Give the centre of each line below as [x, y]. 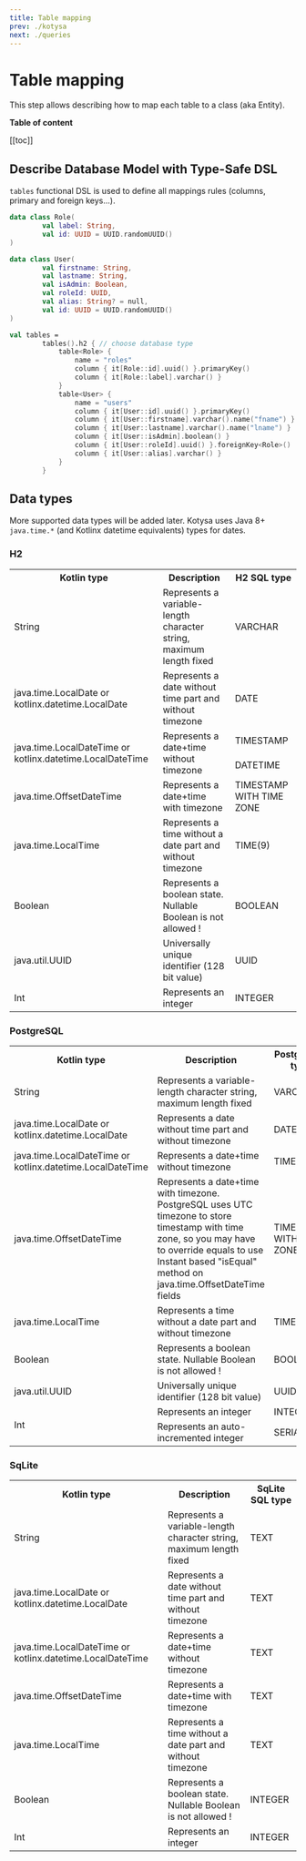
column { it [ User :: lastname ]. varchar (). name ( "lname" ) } [183, 428]
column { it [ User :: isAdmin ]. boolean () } [152, 437]
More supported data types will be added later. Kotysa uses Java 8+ [138, 521]
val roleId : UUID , [77, 293]
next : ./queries [40, 35]
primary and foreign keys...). [62, 200]
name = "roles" [103, 361]
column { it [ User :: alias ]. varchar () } [148, 453]
